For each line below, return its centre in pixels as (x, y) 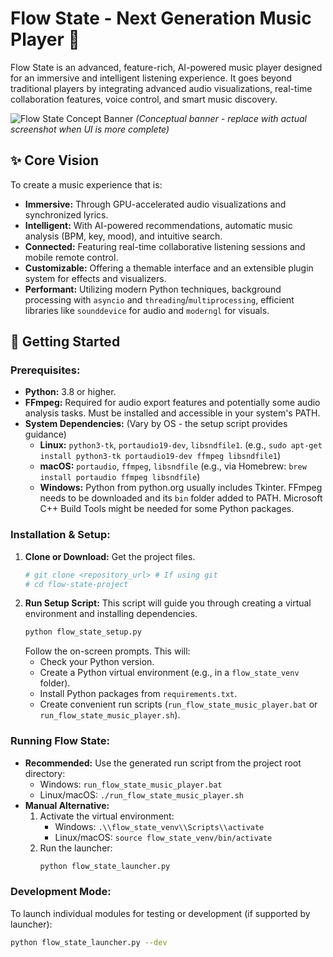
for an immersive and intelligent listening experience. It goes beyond (151, 78)
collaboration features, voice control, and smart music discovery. (144, 99)
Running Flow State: (60, 741)
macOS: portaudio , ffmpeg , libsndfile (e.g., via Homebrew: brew (173, 466)
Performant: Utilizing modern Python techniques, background (153, 289)
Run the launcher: (76, 848)
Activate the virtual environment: (107, 816)
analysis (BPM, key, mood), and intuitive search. (123, 236)
